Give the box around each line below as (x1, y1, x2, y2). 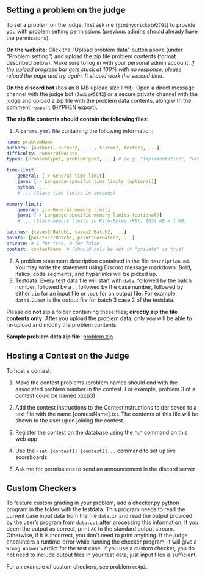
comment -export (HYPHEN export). (6, 103, 98, 111)
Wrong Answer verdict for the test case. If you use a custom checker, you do (6, 545, 195, 552)
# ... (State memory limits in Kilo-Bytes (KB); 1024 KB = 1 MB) (17, 218, 187, 224)
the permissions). (6, 34, 51, 42)
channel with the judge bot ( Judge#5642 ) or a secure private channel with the (6, 90, 198, 97)
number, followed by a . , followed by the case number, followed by (15, 283, 184, 290)
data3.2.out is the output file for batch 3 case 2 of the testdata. (15, 296, 175, 304)
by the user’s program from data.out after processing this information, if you (6, 518, 199, 526)
